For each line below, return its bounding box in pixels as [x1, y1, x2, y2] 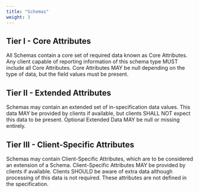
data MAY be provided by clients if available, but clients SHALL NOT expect [6, 110, 191, 117]
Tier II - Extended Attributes [6, 88, 112, 98]
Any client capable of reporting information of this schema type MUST [6, 58, 178, 65]
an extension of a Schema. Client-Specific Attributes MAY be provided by [6, 161, 186, 169]
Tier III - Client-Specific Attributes [6, 140, 135, 150]
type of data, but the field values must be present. [6, 70, 129, 78]
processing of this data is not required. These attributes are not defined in [6, 174, 187, 181]
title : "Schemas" [6, 8, 49, 15]
